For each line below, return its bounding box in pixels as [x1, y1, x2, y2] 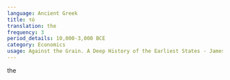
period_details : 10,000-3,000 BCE [7, 35, 106, 42]
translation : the [7, 22, 57, 29]
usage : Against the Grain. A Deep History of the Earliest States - [7, 48, 207, 55]
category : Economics [7, 41, 66, 48]
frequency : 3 [7, 28, 44, 36]
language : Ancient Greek [7, 9, 78, 17]
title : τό [7, 16, 36, 23]
